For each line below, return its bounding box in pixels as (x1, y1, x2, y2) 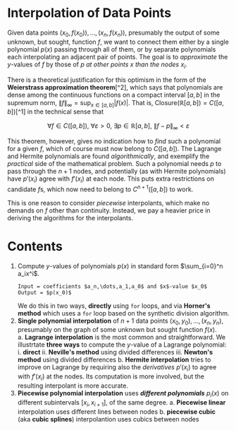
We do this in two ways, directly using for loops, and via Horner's (17, 301, 211, 310)
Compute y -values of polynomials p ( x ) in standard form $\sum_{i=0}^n (17, 261, 223, 270)
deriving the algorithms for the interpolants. (7, 213, 134, 222)
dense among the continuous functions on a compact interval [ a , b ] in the (7, 90, 221, 99)
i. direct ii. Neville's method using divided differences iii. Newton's (17, 348, 213, 357)
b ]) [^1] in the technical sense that (7, 107, 104, 116)
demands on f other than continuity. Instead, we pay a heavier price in (7, 206, 211, 215)
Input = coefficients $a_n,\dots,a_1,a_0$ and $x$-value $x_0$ (17, 282, 208, 290)
